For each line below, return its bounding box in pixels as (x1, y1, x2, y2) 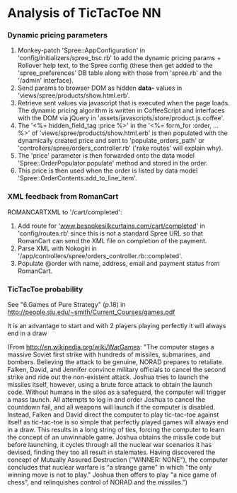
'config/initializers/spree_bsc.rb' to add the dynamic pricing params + (17, 54, 221, 62)
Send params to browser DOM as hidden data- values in (17, 83, 183, 93)
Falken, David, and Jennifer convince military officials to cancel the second (7, 366, 226, 374)
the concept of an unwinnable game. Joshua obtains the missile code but (7, 433, 221, 441)
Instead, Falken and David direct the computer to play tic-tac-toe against (7, 410, 219, 419)
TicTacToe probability (7, 284, 83, 294)
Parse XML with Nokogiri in (17, 244, 98, 253)
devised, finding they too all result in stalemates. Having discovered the (7, 448, 216, 457)
